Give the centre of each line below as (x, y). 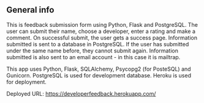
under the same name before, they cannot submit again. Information (93, 51)
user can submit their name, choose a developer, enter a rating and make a (101, 31)
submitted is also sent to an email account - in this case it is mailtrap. (93, 57)
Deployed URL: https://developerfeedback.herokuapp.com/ (81, 93)
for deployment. (27, 82)
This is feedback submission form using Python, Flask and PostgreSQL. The (102, 24)
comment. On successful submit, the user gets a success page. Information (102, 37)
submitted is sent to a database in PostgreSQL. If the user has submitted (98, 44)
